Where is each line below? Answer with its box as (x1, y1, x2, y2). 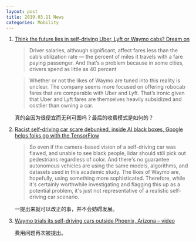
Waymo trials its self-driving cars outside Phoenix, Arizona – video (14, 217, 175, 224)
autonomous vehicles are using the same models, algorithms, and (29, 162, 188, 169)
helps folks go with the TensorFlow (14, 132, 100, 139)
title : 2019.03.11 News (6, 14, 65, 20)
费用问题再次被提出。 (14, 230, 66, 237)
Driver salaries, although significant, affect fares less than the (29, 47, 178, 54)
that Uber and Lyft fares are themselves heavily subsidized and (29, 96, 182, 103)
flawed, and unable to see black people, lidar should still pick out (29, 150, 186, 157)
